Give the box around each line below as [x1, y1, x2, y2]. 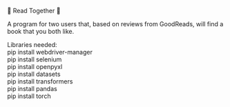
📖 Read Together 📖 [7, 7, 61, 14]
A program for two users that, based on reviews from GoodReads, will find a [7, 20, 224, 28]
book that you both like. [7, 28, 75, 35]
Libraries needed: [7, 41, 57, 48]
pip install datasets [7, 70, 61, 78]
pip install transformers [7, 77, 73, 86]
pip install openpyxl [7, 63, 63, 70]
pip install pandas [7, 85, 57, 93]
